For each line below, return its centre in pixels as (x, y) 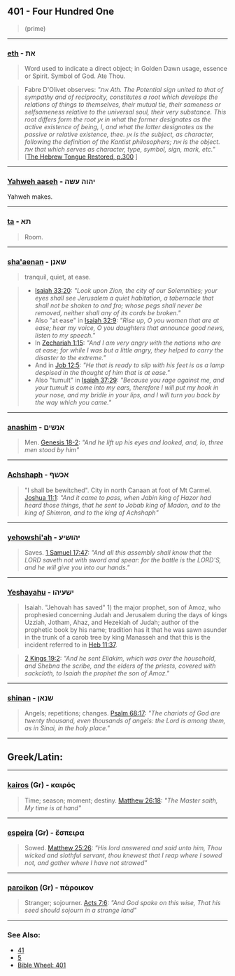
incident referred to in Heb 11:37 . (71, 645)
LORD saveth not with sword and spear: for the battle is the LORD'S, (123, 560)
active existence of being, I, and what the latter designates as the (119, 127)
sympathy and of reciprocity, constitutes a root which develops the (121, 97)
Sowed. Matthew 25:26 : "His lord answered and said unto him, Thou (123, 848)
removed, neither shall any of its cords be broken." (108, 313)
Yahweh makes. (30, 197)
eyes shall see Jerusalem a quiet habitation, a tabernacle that (124, 298)
